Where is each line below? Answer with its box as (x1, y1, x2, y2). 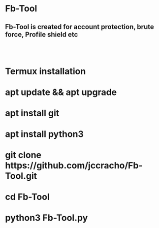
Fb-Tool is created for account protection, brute (5, 23, 154, 31)
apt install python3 (5, 129, 84, 140)
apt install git (5, 108, 60, 119)
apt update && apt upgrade (5, 87, 117, 98)
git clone (5, 150, 42, 161)
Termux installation (5, 66, 86, 77)
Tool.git (5, 170, 37, 182)
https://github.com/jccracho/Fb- (5, 160, 143, 171)
